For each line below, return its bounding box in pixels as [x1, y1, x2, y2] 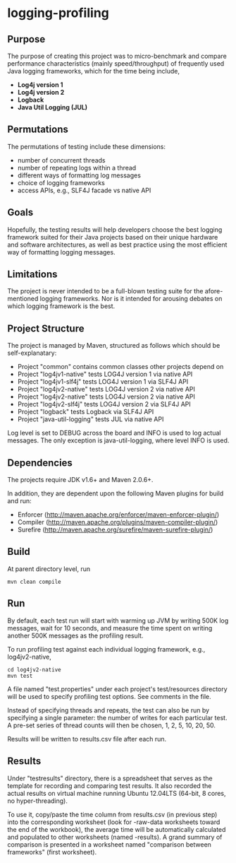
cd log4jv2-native [7, 666, 61, 673]
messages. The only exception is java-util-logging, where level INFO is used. [7, 436, 230, 445]
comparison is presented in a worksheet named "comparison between [7, 840, 211, 849]
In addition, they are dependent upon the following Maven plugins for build [7, 489, 224, 498]
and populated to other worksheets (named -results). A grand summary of [7, 833, 223, 841]
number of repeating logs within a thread [17, 163, 137, 172]
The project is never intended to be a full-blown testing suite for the [7, 287, 204, 295]
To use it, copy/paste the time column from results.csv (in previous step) [7, 810, 218, 818]
